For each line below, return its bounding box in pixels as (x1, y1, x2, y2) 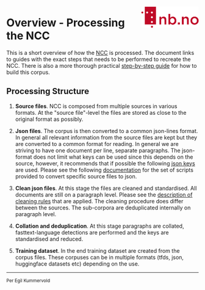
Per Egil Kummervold (6, 277, 51, 284)
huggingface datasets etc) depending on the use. (15, 260, 140, 267)
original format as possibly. (15, 115, 84, 123)
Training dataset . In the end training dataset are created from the (15, 247, 180, 254)
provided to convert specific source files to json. (15, 172, 137, 180)
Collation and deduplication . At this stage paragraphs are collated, (15, 222, 184, 230)
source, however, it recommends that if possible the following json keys (15, 159, 195, 167)
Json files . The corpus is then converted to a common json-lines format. (15, 127, 198, 134)
